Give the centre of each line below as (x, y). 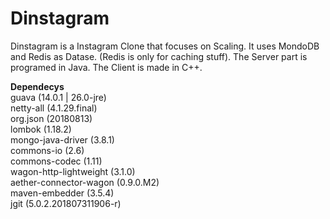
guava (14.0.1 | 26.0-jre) (58, 97)
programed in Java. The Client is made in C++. (106, 67)
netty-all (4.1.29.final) (54, 108)
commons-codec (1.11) (56, 161)
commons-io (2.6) (47, 150)
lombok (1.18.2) (41, 129)
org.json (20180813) (51, 118)
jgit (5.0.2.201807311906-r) (66, 203)
